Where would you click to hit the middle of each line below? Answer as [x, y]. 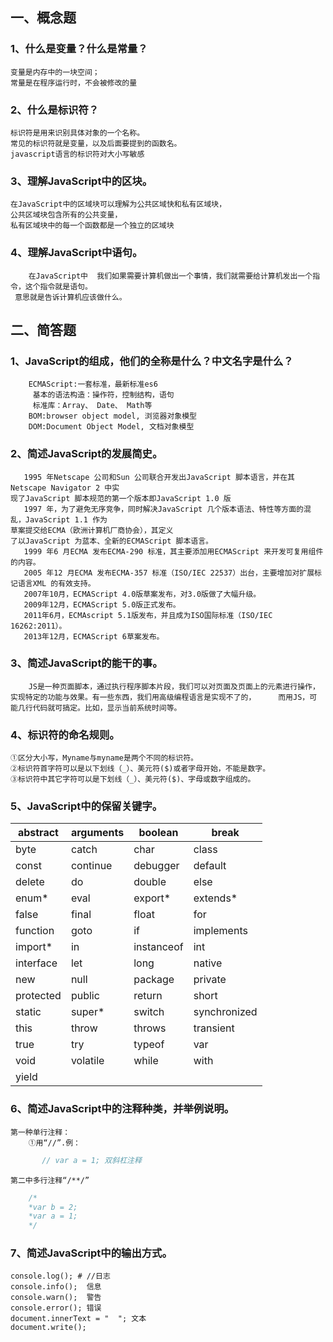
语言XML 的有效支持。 [56, 583]
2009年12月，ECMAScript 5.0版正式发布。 [102, 604]
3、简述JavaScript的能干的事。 [86, 663]
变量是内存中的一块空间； [55, 72]
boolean [158, 833]
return [148, 996]
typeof [149, 1045]
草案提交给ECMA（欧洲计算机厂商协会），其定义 [92, 530]
